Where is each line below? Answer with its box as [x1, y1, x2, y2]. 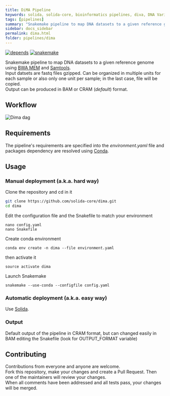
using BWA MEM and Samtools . [5, 64, 71, 71]
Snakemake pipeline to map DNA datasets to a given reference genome [5, 59, 154, 65]
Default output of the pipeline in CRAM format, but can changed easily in [5, 330, 157, 336]
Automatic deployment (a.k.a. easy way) [5, 294, 107, 301]
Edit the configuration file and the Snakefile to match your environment [5, 212, 153, 218]
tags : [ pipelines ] [5, 17, 44, 22]
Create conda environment [5, 236, 61, 242]
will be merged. [5, 385, 38, 391]
